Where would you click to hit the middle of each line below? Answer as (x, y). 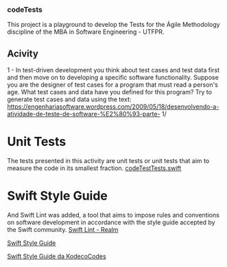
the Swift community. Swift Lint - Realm (63, 229)
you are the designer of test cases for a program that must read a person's (112, 85)
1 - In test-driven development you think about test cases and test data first (113, 70)
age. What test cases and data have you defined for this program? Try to (110, 92)
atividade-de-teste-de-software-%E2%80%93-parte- (84, 114)
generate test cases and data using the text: (69, 99)
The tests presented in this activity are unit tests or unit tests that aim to (108, 161)
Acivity (23, 53)
